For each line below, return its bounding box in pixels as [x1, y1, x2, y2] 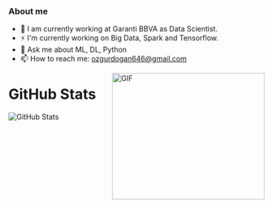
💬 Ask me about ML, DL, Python [19, 45, 128, 54]
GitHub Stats [8, 85, 97, 104]
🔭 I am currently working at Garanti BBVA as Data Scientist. [19, 24, 218, 34]
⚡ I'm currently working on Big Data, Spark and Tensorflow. [19, 33, 219, 43]
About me [8, 6, 49, 17]
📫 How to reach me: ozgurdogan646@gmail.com [19, 54, 187, 64]
